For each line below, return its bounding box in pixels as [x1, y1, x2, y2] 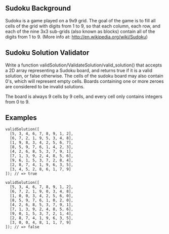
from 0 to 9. [5, 98, 30, 105]
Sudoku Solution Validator [5, 48, 90, 57]
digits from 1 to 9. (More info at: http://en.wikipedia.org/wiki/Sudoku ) [5, 34, 148, 40]
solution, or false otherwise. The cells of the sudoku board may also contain [5, 73, 163, 79]
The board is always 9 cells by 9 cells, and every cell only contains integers [5, 93, 163, 99]
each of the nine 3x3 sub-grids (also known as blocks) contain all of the [5, 28, 155, 35]
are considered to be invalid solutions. [5, 83, 85, 89]
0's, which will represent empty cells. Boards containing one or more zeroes [5, 78, 164, 84]
